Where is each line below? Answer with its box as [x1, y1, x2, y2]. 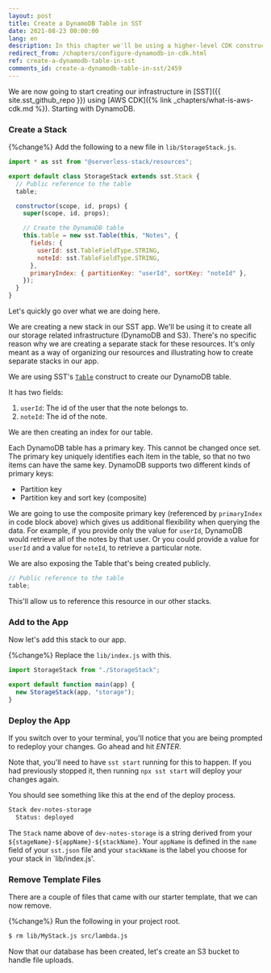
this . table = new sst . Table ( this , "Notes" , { [23, 232, 179, 240]
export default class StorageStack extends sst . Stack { [8, 172, 200, 180]
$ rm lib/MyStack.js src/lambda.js [8, 932, 128, 940]
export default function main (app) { [8, 680, 135, 689]
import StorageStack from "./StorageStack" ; [8, 666, 161, 674]
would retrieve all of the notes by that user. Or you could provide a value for [8, 535, 260, 544]
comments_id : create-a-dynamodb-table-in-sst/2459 [8, 65, 182, 73]
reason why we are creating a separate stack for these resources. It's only [8, 339, 256, 349]
